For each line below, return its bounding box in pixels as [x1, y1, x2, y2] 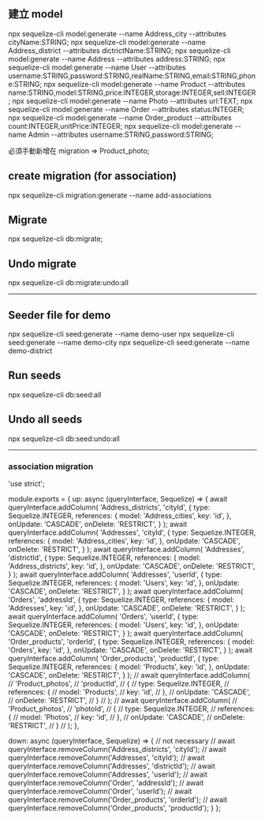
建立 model [8, 7, 63, 21]
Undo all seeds [8, 413, 83, 427]
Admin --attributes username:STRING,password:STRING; [28, 130, 215, 139]
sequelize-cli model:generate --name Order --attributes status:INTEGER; [8, 104, 244, 114]
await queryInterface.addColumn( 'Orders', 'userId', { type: [8, 611, 200, 621]
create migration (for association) [8, 169, 177, 183]
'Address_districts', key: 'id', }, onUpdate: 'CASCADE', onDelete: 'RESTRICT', [8, 561, 256, 570]
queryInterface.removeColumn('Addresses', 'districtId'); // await [8, 761, 215, 770]
